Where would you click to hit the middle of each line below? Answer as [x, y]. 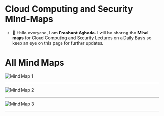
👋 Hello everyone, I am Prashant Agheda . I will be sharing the [74, 33]
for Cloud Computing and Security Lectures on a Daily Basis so [88, 38]
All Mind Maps [35, 63]
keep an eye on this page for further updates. [58, 43]
